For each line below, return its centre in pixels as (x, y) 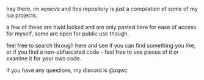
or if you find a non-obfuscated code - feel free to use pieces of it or (93, 52)
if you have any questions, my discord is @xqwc (67, 70)
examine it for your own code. (44, 58)
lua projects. (22, 15)
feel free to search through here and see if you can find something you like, (101, 45)
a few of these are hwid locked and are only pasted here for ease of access (101, 27)
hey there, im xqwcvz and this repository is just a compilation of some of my (102, 9)
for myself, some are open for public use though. (68, 34)
